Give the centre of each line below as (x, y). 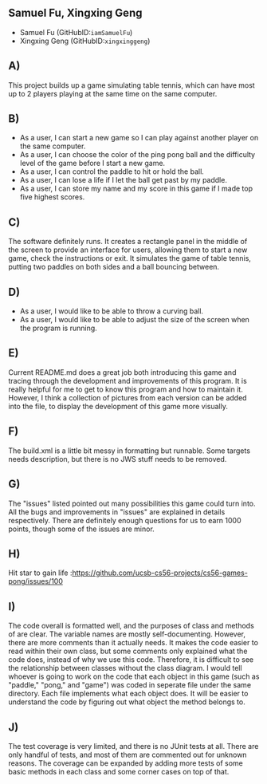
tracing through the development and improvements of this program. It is (128, 380)
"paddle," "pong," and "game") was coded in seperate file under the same (130, 685)
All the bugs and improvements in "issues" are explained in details (117, 512)
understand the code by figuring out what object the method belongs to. (127, 702)
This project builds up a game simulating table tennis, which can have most (132, 85)
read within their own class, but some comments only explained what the (128, 651)
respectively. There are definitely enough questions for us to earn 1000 (125, 520)
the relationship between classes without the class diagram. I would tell (125, 668)
